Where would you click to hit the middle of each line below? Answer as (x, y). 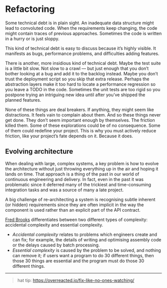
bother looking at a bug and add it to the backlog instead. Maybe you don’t (82, 73)
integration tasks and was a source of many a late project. (65, 190)
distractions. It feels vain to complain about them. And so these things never (83, 115)
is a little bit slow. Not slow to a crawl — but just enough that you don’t (77, 68)
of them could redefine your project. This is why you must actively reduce (81, 130)
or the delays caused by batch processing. (56, 245)
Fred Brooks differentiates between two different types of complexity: (76, 220)
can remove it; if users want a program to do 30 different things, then (83, 255)
